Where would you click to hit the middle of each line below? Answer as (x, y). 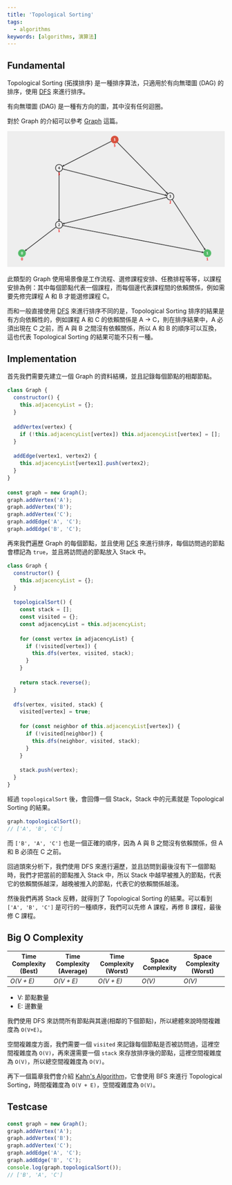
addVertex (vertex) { (43, 427)
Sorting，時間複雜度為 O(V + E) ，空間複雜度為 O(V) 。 (83, 1085)
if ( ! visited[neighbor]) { (64, 734)
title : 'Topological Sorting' (51, 15)
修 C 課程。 (23, 915)
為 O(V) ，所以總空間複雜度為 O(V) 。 (58, 1061)
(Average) (73, 971)
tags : (15, 22)
